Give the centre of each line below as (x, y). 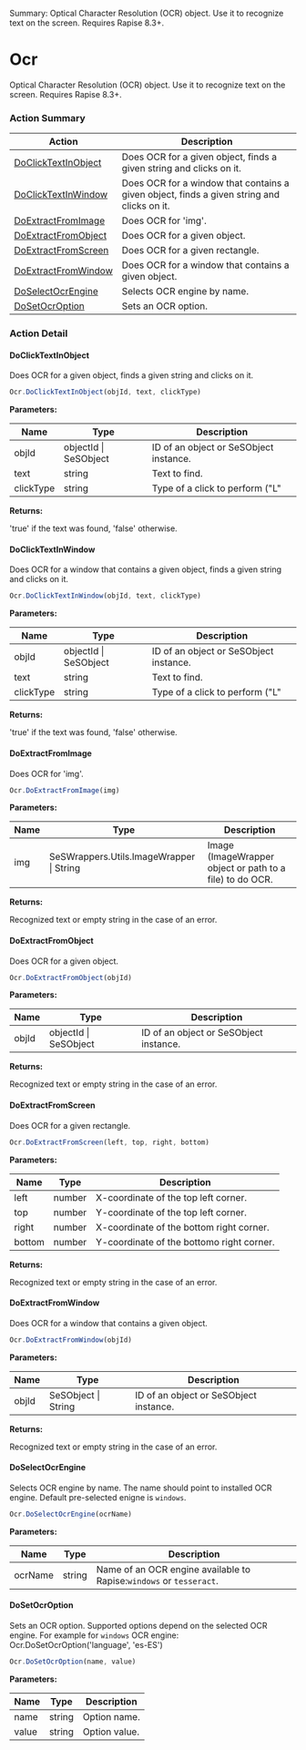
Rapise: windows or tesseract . (157, 1581)
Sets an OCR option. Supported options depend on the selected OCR (138, 1625)
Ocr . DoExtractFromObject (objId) (71, 977)
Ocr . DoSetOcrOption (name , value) (73, 1662)
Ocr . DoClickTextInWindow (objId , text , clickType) (106, 596)
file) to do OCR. (240, 880)
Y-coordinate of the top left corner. (171, 1213)
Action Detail (39, 333)
